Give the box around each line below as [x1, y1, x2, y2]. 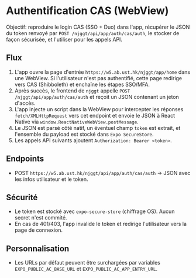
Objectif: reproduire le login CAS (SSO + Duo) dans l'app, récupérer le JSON [6, 23, 190, 30]
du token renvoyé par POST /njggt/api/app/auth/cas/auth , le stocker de [6, 29, 180, 36]
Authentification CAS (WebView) [6, 4, 169, 18]
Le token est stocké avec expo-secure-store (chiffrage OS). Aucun [14, 208, 175, 215]
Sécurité [6, 192, 38, 203]
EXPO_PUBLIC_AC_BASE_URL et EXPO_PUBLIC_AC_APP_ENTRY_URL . [14, 265, 158, 273]
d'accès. [14, 99, 36, 107]
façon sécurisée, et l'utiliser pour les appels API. [6, 36, 123, 43]
